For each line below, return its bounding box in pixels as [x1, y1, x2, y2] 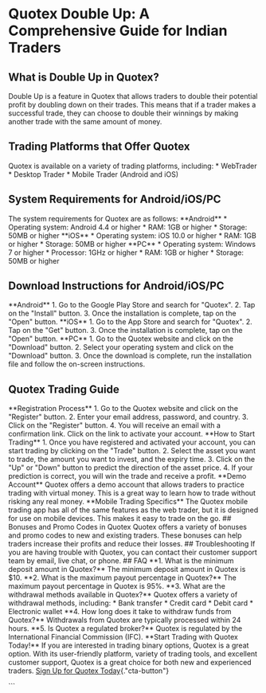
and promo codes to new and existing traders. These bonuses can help [8, 531, 242, 540]
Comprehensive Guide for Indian [8, 22, 228, 40]
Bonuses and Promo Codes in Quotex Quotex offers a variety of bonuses [8, 523, 247, 532]
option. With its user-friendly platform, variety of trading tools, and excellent [8, 649, 257, 659]
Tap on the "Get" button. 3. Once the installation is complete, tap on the [8, 326, 243, 335]
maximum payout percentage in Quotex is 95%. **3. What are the [8, 581, 225, 591]
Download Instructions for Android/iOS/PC [8, 280, 225, 293]
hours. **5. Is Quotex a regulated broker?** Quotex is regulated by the [8, 624, 243, 633]
